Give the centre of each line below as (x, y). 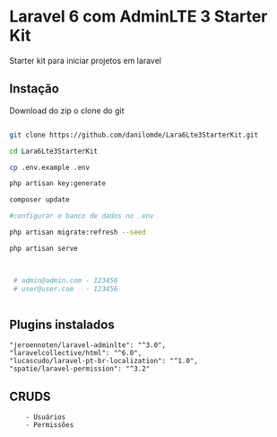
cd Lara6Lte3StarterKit (54, 151)
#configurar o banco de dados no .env (82, 216)
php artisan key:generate (57, 183)
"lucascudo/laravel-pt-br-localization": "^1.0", (104, 361)
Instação (35, 89)
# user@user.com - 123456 (65, 289)
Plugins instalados (62, 324)
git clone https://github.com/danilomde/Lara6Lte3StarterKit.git (134, 135)
